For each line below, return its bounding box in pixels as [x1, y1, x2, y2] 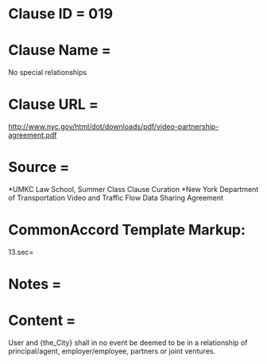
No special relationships [8, 68, 87, 77]
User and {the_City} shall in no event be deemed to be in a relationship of [8, 338, 248, 347]
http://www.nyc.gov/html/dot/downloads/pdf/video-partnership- [8, 122, 219, 131]
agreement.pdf [8, 131, 57, 140]
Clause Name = [8, 41, 111, 60]
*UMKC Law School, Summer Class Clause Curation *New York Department [8, 185, 259, 194]
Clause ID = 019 [8, 5, 114, 23]
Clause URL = [8, 96, 99, 114]
